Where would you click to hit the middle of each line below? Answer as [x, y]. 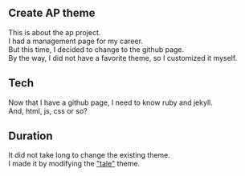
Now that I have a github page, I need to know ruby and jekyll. [110, 102]
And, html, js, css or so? [48, 110]
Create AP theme [52, 13]
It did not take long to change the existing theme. [90, 155]
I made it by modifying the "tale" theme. [74, 164]
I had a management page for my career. [76, 41]
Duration [31, 136]
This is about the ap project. [55, 32]
